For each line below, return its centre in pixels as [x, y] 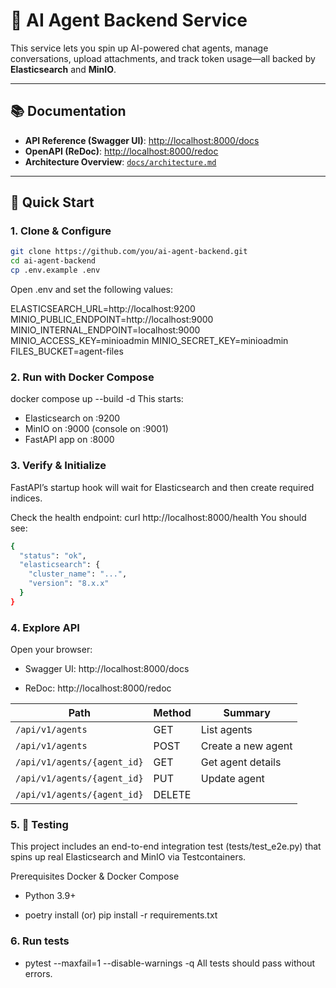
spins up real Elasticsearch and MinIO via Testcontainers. [128, 857]
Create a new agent [246, 746]
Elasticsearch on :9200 [72, 418]
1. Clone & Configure [61, 231]
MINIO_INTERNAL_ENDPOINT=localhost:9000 [105, 330]
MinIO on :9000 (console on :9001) [96, 429]
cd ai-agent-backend [53, 261]
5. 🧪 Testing [39, 824]
